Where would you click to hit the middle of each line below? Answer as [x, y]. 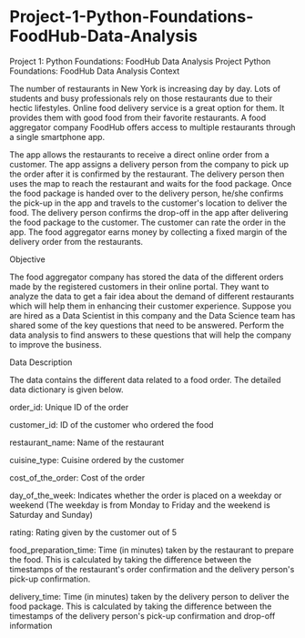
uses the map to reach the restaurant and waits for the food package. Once [151, 183]
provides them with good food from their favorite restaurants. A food [138, 117]
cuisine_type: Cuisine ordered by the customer [97, 460]
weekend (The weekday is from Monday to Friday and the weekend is [140, 505]
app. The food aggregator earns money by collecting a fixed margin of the [148, 232]
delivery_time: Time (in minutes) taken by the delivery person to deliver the [149, 596]
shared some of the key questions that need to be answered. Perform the [147, 325]
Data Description [41, 362]
